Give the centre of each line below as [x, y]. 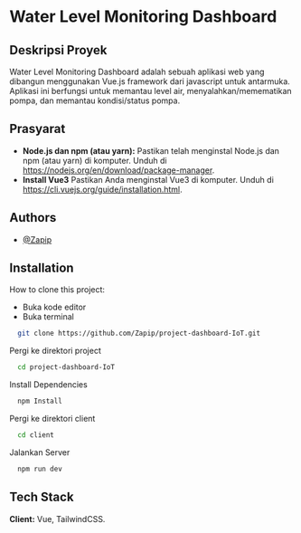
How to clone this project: [57, 290]
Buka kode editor [54, 307]
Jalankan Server [40, 452]
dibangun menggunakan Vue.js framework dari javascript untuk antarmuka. [150, 81]
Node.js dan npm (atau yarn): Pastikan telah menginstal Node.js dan [151, 150]
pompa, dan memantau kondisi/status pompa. [95, 100]
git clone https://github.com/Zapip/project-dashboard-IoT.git [139, 333]
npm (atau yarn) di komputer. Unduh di [94, 160]
